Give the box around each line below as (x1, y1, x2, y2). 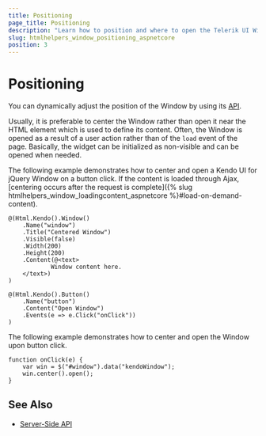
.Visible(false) (22, 235, 77, 244)
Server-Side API (19, 419, 73, 428)
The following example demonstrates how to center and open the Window (8, 332, 249, 342)
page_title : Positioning (8, 19, 90, 27)
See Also (8, 398, 53, 411)
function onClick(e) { (8, 356, 83, 364)
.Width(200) (22, 242, 62, 250)
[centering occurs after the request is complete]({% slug (8, 183, 192, 192)
